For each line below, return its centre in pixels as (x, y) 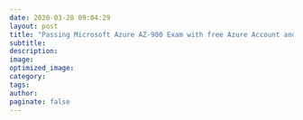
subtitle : (28, 43)
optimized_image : (42, 69)
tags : (19, 85)
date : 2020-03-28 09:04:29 (60, 18)
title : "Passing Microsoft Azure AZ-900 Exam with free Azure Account (145, 34)
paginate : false (40, 102)
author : (24, 93)
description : (34, 51)
